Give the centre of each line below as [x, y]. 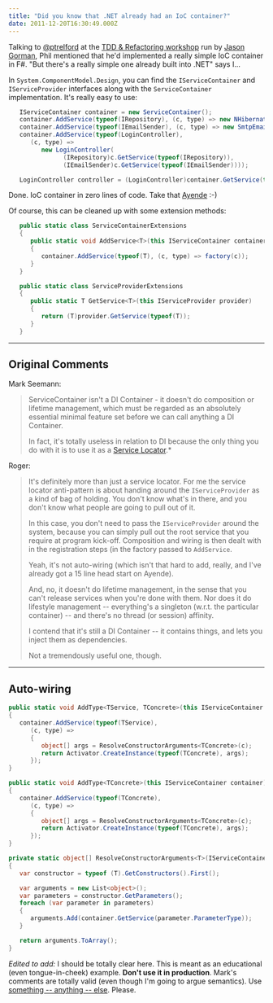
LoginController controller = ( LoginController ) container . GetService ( [141, 180]
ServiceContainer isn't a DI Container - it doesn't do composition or [141, 400]
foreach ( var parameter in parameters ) [87, 903]
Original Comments [59, 364]
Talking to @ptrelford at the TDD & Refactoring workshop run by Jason [127, 46]
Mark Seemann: [35, 384]
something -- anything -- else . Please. [72, 989]
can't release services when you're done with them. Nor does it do [140, 598]
